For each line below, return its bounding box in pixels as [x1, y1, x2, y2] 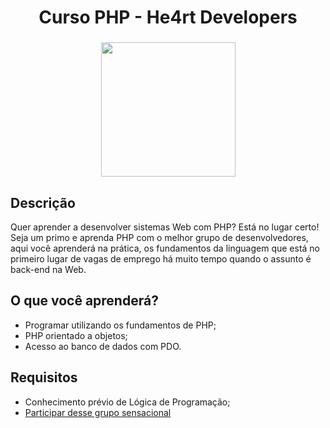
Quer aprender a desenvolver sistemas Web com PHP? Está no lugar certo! [10, 221, 320, 233]
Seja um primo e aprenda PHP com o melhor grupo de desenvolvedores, [10, 231, 309, 243]
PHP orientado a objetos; [24, 329, 128, 341]
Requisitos [10, 369, 78, 386]
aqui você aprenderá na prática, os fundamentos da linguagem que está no [10, 242, 321, 254]
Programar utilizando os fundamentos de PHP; [24, 319, 217, 331]
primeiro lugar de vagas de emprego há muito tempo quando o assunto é [10, 252, 312, 265]
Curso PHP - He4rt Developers [38, 6, 298, 29]
